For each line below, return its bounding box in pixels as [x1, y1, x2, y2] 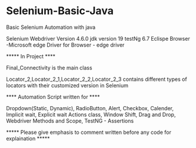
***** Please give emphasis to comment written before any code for [6, 129, 172, 136]
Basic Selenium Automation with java [6, 24, 96, 31]
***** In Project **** [6, 52, 56, 60]
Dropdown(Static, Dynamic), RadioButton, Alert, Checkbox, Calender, [6, 104, 174, 111]
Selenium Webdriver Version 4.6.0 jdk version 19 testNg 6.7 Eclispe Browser [6, 35, 190, 42]
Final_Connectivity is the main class [6, 64, 92, 71]
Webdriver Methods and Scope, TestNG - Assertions [6, 117, 134, 124]
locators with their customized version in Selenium [6, 81, 128, 89]
